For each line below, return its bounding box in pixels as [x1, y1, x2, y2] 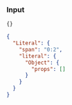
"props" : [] [31, 65, 66, 72]
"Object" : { [24, 59, 60, 66]
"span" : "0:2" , [19, 46, 63, 53]
